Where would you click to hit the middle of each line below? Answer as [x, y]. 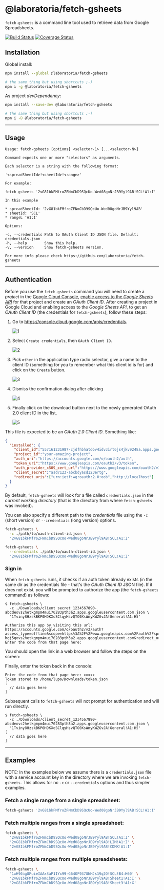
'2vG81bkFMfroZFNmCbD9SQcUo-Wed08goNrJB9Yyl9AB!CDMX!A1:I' [71, 847]
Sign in [13, 568]
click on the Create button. [39, 370]
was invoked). [19, 506]
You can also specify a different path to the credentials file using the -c [76, 515]
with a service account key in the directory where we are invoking [71, 777]
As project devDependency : [33, 96]
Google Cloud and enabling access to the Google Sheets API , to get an [76, 307]
